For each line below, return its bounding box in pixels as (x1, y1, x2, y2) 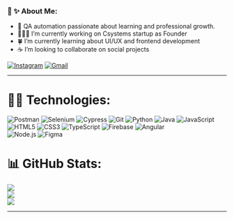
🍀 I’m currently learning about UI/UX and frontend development (17, 37, 201, 45)
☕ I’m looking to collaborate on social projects (17, 45, 150, 54)
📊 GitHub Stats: (7, 156, 102, 172)
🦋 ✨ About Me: (7, 6, 58, 16)
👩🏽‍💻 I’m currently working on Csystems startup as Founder (17, 29, 187, 38)
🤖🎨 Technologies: (7, 92, 111, 108)
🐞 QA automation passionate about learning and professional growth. (17, 22, 216, 31)
